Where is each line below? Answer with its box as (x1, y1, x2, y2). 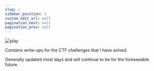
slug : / (5, 7, 21, 12)
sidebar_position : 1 (5, 12, 47, 16)
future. (5, 62, 18, 68)
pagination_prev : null (5, 25, 51, 30)
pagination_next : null (5, 20, 51, 25)
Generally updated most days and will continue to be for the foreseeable (5, 57, 149, 62)
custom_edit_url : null (5, 16, 51, 21)
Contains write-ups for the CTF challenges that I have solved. (5, 47, 128, 53)
